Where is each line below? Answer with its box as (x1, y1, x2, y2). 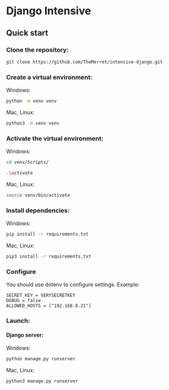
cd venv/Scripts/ (6, 159, 49, 166)
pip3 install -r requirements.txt (6, 253, 92, 259)
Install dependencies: (6, 206, 70, 214)
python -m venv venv (6, 98, 58, 104)
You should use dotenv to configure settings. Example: (6, 281, 140, 288)
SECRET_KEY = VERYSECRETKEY (6, 293, 76, 299)
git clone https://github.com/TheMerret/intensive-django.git (6, 59, 163, 65)
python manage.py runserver (6, 356, 76, 362)
